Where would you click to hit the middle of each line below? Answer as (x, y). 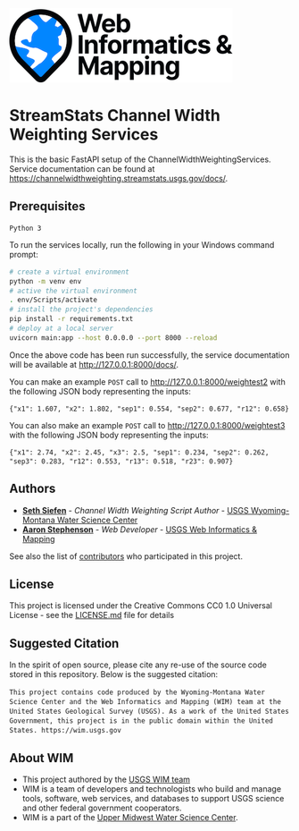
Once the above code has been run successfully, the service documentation (149, 355)
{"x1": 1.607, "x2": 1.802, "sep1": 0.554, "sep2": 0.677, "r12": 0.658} (149, 409)
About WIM (42, 758)
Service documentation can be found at (82, 168)
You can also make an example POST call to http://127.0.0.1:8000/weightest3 (147, 425)
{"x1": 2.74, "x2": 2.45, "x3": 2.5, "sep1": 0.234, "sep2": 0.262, (139, 452)
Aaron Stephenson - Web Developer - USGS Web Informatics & (139, 529)
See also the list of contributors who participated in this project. (126, 556)
